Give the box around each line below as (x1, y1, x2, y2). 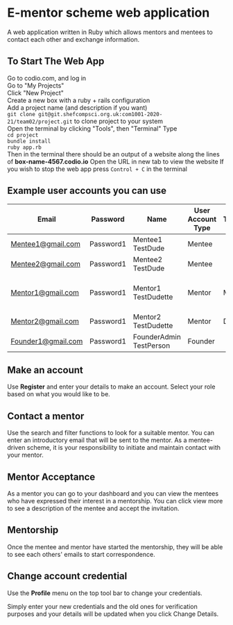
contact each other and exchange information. (7, 35, 140, 43)
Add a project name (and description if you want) (7, 103, 148, 112)
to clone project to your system (74, 117, 164, 125)
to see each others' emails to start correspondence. (7, 550, 155, 558)
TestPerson (132, 341, 171, 350)
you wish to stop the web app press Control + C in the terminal (7, 165, 187, 173)
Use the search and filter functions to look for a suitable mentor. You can (7, 429, 215, 437)
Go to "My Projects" (7, 81, 64, 90)
